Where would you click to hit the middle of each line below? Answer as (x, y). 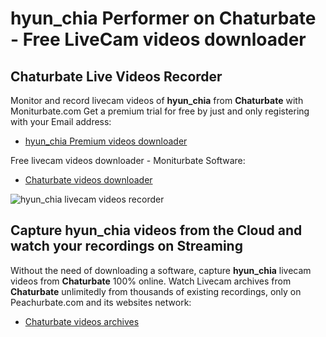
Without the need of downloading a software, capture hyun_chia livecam (161, 270)
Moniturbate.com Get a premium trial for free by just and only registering (160, 111)
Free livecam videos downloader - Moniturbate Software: (128, 160)
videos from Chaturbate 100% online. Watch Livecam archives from (151, 281)
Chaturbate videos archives (82, 321)
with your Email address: (61, 121)
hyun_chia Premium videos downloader (106, 141)
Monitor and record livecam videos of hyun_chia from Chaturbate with (157, 100)
